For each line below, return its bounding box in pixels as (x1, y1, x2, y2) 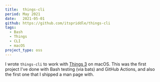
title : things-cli (5, 7, 45, 12)
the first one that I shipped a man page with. (5, 71, 94, 77)
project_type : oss (5, 48, 43, 52)
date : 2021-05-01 (5, 16, 45, 21)
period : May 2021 (5, 12, 41, 16)
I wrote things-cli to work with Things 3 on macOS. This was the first (5, 61, 147, 67)
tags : (5, 25, 16, 30)
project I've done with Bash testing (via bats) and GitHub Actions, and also (5, 66, 155, 72)
